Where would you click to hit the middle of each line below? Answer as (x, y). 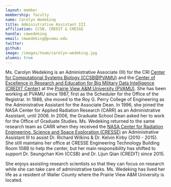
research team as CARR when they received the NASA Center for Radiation (84, 127)
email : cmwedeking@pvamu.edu (36, 39)
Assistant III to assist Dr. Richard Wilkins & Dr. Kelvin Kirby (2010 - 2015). (82, 138)
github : (14, 48)
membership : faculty (27, 15)
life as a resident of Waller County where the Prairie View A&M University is (85, 175)
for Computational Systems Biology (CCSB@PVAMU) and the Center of (80, 78)
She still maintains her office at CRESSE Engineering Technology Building (82, 143)
